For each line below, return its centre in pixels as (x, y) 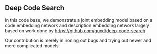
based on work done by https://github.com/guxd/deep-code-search (75, 31)
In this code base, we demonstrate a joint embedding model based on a (79, 20)
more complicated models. (33, 46)
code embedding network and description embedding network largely (77, 25)
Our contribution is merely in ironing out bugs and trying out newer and (78, 40)
